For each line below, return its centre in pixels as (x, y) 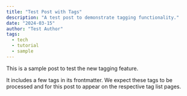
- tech (20, 40)
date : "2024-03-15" (31, 23)
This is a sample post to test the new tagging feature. (72, 68)
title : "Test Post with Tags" (44, 12)
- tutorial (25, 46)
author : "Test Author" (35, 29)
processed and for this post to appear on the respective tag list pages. (94, 86)
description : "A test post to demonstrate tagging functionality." (93, 18)
